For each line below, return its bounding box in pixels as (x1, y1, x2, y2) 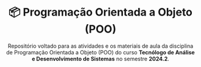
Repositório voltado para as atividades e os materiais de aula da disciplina (7, 42, 194, 49)
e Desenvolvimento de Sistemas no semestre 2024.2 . (31, 55, 170, 62)
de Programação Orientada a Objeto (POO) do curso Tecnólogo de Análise (6, 48, 195, 56)
